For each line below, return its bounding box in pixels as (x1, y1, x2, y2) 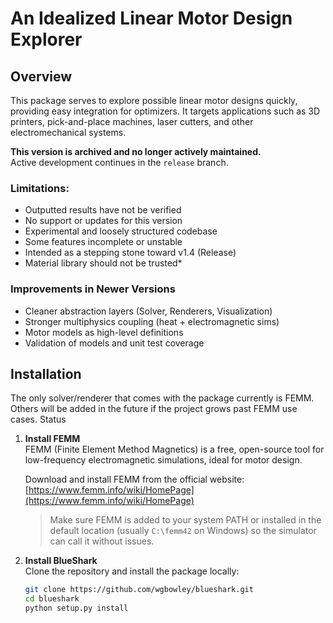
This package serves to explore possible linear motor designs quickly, (10, 95, 298, 106)
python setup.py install (24, 603, 129, 614)
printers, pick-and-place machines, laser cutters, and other (10, 116, 254, 127)
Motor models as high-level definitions (24, 326, 184, 338)
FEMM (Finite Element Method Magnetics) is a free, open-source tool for (24, 443, 325, 456)
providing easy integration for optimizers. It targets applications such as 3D (10, 105, 321, 117)
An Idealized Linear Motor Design (10, 7, 293, 30)
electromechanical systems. (10, 127, 127, 138)
